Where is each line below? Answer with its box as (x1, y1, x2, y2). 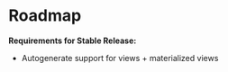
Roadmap (8, 5, 82, 26)
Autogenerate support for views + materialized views (21, 52, 219, 63)
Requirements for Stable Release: (8, 35, 137, 46)
